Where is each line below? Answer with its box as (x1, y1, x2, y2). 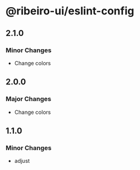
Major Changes (5, 95, 52, 103)
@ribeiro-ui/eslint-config (5, 4, 135, 18)
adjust (14, 157, 30, 165)
